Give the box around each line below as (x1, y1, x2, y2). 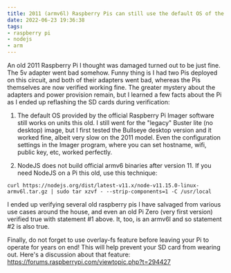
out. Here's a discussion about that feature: (7, 250, 131, 258)
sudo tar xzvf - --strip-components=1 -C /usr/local (56, 188, 212, 195)
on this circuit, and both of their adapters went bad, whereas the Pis (7, 76, 201, 84)
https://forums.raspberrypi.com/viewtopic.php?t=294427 (7, 258, 171, 266)
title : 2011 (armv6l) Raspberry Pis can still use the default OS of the (7, 10, 225, 17)
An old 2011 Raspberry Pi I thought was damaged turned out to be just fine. (7, 62, 221, 69)
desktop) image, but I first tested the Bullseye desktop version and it (17, 126, 212, 134)
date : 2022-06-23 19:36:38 (7, 17, 85, 23)
